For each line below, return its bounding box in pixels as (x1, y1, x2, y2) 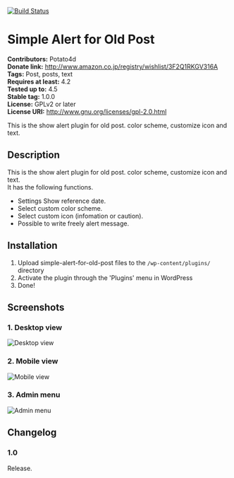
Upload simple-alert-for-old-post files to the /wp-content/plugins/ (17, 258, 211, 267)
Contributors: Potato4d (7, 54, 76, 63)
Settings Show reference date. (17, 197, 106, 205)
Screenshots (7, 301, 65, 313)
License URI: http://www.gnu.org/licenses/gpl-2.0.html (7, 107, 167, 116)
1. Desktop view (7, 322, 62, 332)
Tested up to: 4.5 (7, 85, 58, 93)
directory (17, 266, 44, 274)
